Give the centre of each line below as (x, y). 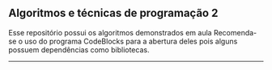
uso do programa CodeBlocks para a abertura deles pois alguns (131, 41)
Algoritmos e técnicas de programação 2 (113, 13)
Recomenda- (235, 32)
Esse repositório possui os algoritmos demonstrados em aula (110, 32)
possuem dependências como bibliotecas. (79, 49)
